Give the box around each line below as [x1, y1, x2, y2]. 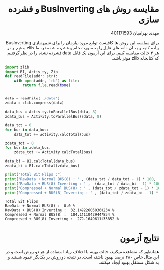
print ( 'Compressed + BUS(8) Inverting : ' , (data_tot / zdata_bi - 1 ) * [5, 190, 159, 196]
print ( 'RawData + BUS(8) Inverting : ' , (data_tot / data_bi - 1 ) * [5, 181, 152, 186]
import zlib [5, 65, 29, 70]
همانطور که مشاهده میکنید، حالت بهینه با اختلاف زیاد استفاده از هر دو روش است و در [5, 249, 159, 255]
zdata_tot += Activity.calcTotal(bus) [14, 150, 93, 155]
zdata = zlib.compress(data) [5, 100, 64, 106]
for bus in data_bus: [5, 127, 49, 132]
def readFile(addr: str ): [5, 74, 58, 79]
